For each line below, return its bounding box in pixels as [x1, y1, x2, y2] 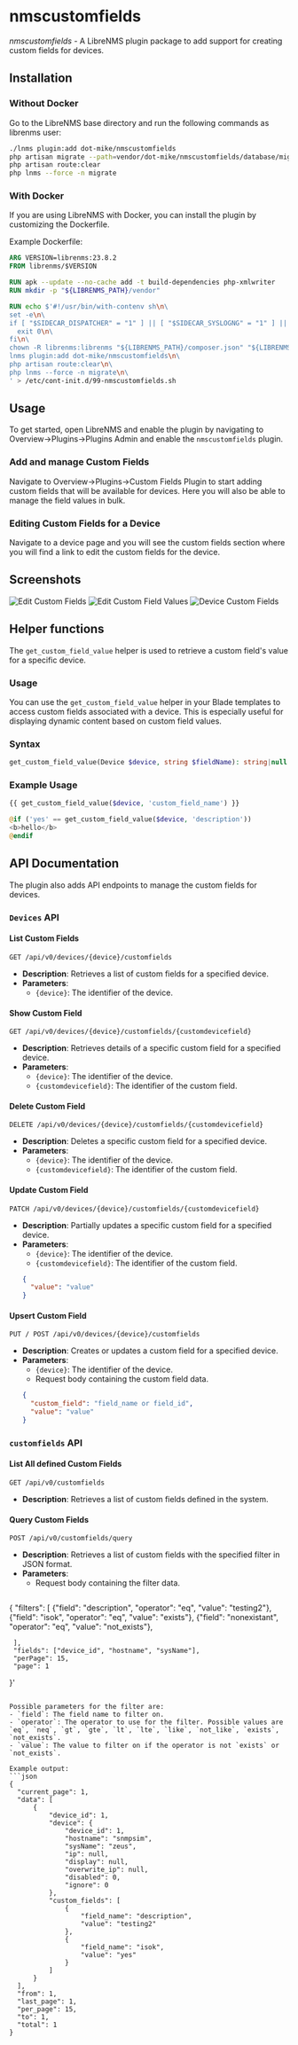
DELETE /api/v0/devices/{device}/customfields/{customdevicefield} [9, 1120, 264, 1130]
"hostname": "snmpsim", [65, 1834, 153, 1844]
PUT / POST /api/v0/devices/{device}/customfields [9, 1330, 200, 1339]
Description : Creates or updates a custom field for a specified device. [21, 1345, 279, 1356]
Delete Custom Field [9, 1101, 86, 1111]
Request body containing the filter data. [35, 1578, 180, 1588]
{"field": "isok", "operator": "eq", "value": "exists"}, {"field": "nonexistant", [9, 1612, 279, 1623]
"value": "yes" [80, 1951, 137, 1960]
